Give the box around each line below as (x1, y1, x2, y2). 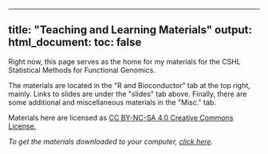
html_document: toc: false (8, 36, 142, 49)
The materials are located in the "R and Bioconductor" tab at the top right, (8, 80, 251, 90)
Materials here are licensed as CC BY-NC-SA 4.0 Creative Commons (8, 113, 234, 122)
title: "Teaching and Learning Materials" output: (8, 23, 253, 37)
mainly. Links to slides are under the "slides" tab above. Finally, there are (8, 89, 247, 98)
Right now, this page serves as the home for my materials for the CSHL (8, 56, 241, 66)
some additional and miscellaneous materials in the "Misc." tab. (8, 97, 217, 107)
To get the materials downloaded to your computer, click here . (8, 137, 214, 146)
